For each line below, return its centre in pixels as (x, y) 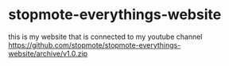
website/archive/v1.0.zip (48, 53)
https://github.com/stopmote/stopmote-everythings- (95, 45)
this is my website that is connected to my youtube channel (105, 37)
